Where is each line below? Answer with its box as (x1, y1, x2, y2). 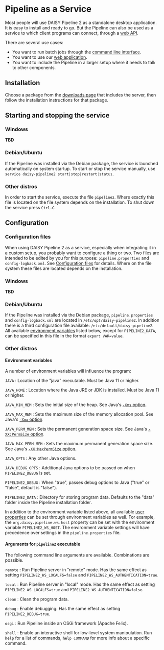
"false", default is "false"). (5, 485, 57, 491)
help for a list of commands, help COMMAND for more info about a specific (5, 635, 150, 641)
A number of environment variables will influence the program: (5, 368, 131, 374)
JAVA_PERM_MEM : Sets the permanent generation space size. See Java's (5, 426, 147, 432)
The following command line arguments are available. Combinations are (5, 552, 150, 558)
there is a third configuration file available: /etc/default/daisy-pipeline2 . (5, 322, 154, 329)
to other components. (12, 65, 56, 71)
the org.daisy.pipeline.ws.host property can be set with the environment (5, 519, 155, 525)
